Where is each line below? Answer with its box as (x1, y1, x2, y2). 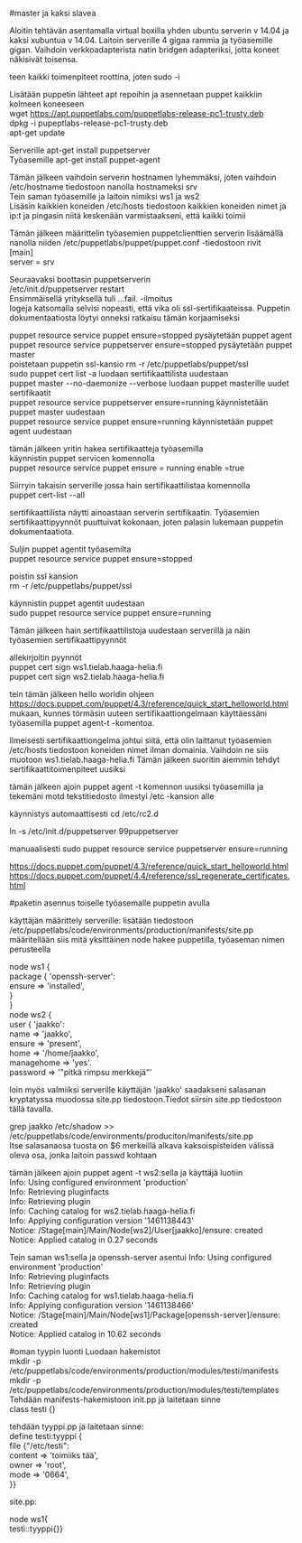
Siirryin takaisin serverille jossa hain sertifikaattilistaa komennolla (9, 480, 251, 490)
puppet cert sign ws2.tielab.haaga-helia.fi (9, 672, 165, 682)
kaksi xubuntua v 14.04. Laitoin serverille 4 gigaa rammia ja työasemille (9, 35, 273, 45)
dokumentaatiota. (9, 526, 75, 536)
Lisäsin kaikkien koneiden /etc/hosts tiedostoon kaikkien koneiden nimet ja (9, 200, 287, 211)
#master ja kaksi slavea (9, 8, 96, 18)
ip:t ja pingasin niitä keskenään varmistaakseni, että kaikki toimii (9, 210, 246, 220)
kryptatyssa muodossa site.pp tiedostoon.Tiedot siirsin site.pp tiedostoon (9, 1094, 282, 1104)
